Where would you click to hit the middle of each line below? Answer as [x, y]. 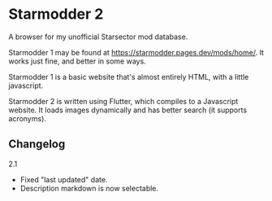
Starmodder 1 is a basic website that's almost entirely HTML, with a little [129, 76]
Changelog [37, 144]
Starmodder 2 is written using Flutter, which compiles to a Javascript [123, 101]
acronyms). [28, 118]
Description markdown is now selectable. [89, 188]
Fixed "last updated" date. [64, 179]
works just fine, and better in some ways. [77, 61]
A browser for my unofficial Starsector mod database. [98, 37]
